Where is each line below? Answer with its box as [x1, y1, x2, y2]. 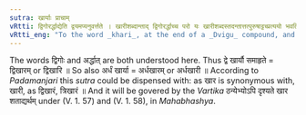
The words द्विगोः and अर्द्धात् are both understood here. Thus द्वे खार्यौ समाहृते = [9, 55, 275, 66]
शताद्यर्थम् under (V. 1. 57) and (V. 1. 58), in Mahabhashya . [9, 96, 216, 107]
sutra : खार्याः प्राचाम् [9, 13, 70, 23]
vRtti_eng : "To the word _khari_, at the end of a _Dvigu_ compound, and [9, 30, 296, 39]
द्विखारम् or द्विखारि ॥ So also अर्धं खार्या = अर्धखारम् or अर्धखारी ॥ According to [9, 65, 260, 76]
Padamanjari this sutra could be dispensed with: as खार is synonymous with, [9, 75, 296, 86]
